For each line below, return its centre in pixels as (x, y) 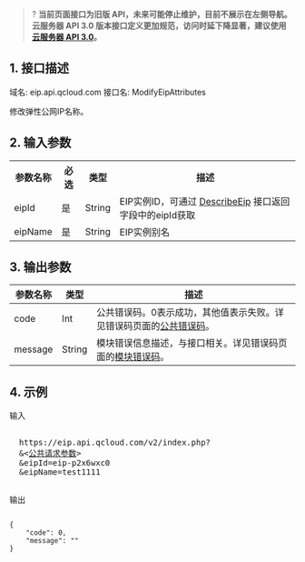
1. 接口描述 (39, 69)
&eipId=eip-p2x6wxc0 (64, 463)
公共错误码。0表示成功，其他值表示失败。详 (190, 313)
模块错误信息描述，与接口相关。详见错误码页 (192, 343)
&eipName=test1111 (60, 472)
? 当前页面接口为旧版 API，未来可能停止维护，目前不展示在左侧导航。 (162, 14)
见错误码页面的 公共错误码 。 (156, 326)
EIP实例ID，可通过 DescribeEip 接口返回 (205, 201)
